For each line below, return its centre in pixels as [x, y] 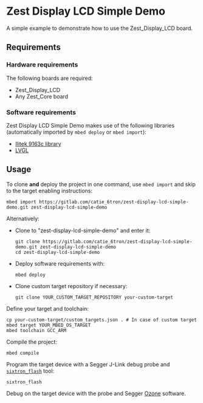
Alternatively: [23, 219]
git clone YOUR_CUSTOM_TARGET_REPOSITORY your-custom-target [94, 297]
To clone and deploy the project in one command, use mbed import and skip [101, 184]
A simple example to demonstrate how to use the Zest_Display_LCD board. [100, 28]
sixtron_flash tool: [30, 371]
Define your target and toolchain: [48, 308]
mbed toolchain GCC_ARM [36, 330]
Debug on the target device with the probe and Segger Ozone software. [96, 393]
